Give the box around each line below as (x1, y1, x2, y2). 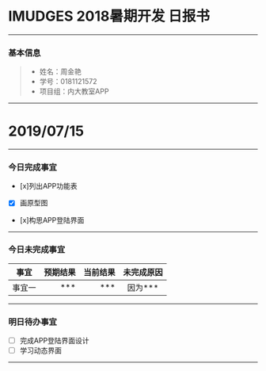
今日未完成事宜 (8, 244, 66, 255)
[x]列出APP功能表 (19, 182, 78, 191)
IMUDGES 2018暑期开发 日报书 (8, 7, 211, 25)
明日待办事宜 (8, 316, 58, 327)
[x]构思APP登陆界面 (19, 215, 85, 224)
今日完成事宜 (8, 162, 58, 173)
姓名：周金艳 (39, 67, 82, 76)
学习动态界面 (19, 346, 62, 355)
